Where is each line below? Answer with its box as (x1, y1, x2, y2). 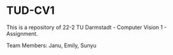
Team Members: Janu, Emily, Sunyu (6, 42, 97, 49)
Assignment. (6, 30, 38, 37)
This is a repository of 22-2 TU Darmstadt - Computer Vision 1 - (6, 24, 167, 31)
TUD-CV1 (6, 4, 55, 18)
